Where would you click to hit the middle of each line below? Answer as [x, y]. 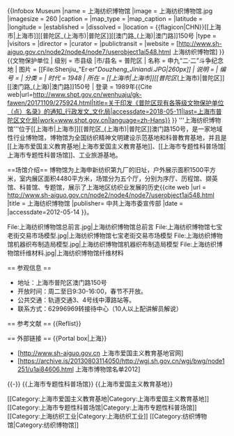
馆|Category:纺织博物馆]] [43, 425]
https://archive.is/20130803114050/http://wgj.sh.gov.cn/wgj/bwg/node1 [122, 361]
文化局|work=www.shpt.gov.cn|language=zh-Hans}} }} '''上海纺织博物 [120, 120]
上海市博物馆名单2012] [108, 369]
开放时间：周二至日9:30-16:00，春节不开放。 [82, 291]
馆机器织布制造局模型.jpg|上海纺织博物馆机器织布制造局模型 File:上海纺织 [112, 244]
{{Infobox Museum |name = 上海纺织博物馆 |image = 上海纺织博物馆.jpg [110, 11]
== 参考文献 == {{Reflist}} [44, 324]
